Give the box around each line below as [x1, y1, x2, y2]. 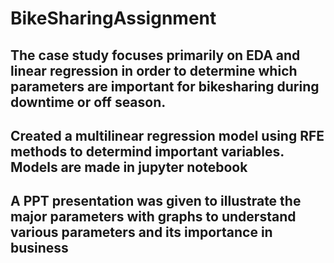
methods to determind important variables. [10, 143, 285, 160]
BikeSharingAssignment [10, 7, 217, 30]
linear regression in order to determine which [10, 62, 298, 79]
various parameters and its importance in [10, 224, 273, 241]
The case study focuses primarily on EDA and [10, 47, 301, 64]
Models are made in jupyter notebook [10, 158, 248, 176]
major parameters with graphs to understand [10, 208, 297, 226]
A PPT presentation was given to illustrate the [10, 193, 302, 210]
